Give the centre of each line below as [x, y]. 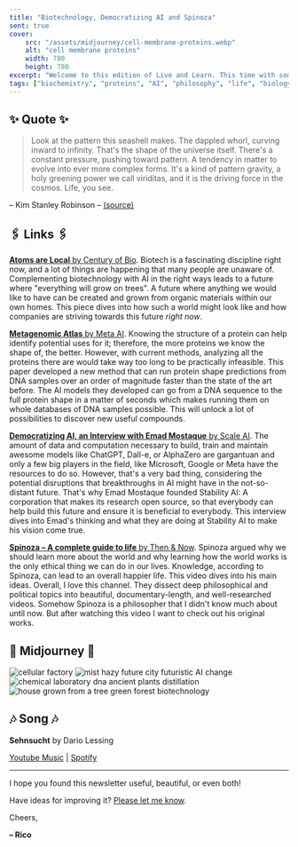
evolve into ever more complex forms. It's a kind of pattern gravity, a [156, 169]
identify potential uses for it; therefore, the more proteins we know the [137, 344]
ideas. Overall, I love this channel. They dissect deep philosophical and [139, 585]
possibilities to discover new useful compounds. [97, 419]
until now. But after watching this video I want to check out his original [137, 613]
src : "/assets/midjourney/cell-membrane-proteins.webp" [131, 42]
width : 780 [45, 59]
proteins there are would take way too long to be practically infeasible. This [146, 362]
